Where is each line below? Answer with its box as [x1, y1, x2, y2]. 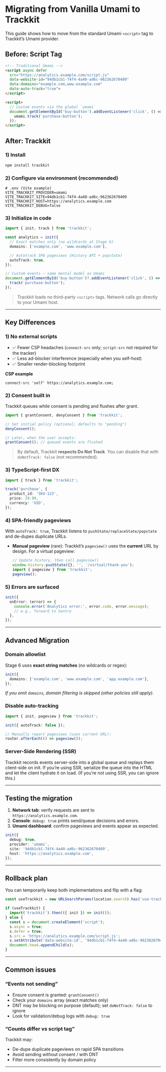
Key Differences [5, 318, 56, 327]
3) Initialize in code [5, 214, 52, 221]
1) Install [5, 151, 26, 158]
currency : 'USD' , [9, 501, 45, 505]
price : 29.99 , [9, 496, 39, 501]
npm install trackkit [5, 163, 50, 168]
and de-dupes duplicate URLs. [5, 533, 68, 539]
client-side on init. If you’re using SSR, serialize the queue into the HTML [5, 764, 153, 770]
